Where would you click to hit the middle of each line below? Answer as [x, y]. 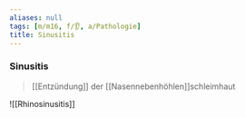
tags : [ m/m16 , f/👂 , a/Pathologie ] [75, 26]
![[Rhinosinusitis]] [42, 103]
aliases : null [36, 18]
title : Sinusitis [42, 34]
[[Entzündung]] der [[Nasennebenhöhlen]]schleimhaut [133, 86]
